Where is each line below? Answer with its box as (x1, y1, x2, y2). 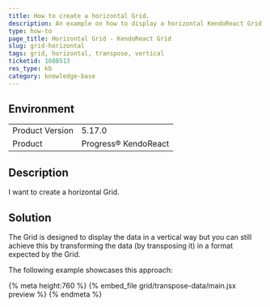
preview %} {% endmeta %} (8, 289, 103, 300)
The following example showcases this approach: (8, 265, 174, 275)
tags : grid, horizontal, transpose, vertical (8, 49, 164, 58)
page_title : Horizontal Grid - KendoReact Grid (8, 34, 172, 43)
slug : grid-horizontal (8, 42, 85, 50)
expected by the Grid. (8, 249, 81, 259)
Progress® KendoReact (81, 139, 170, 150)
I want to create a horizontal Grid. (8, 187, 120, 197)
